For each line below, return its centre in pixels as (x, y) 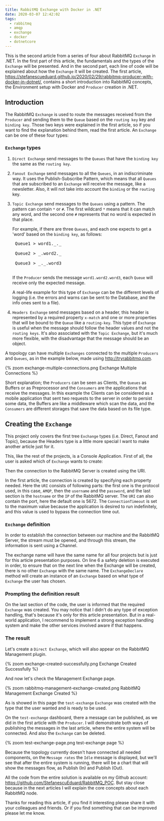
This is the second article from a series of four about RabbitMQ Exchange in (80, 56)
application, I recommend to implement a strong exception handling (86, 620)
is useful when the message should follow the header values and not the (85, 328)
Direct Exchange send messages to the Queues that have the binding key (85, 158)
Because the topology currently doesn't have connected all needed (73, 752)
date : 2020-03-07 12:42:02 (33, 14)
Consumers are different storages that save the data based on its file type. (78, 409)
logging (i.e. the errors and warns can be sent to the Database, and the (84, 297)
